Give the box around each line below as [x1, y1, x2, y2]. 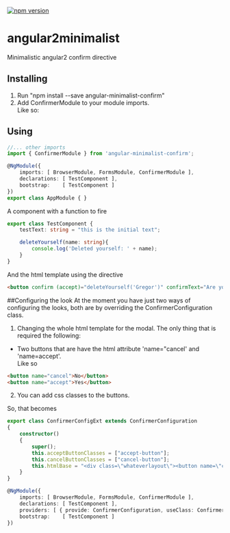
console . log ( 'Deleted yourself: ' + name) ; [31, 246, 157, 252]
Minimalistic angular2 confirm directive [7, 53, 117, 61]
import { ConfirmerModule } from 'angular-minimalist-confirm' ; [7, 150, 194, 157]
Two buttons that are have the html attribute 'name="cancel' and [16, 344, 200, 353]
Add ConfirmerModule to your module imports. [16, 98, 150, 106]
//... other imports [7, 144, 66, 151]
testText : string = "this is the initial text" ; [19, 226, 161, 233]
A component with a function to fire [7, 206, 107, 215]
